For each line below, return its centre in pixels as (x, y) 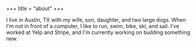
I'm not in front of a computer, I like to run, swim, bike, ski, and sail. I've (93, 26)
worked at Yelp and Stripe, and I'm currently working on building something (98, 32)
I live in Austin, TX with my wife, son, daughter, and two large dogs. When (96, 20)
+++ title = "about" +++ (35, 9)
